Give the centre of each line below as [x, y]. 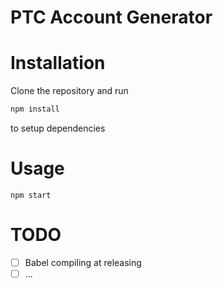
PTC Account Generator [111, 17]
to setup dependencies [58, 128]
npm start [31, 195]
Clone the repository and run [69, 91]
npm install [35, 109]
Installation [58, 63]
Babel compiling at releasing [83, 262]
